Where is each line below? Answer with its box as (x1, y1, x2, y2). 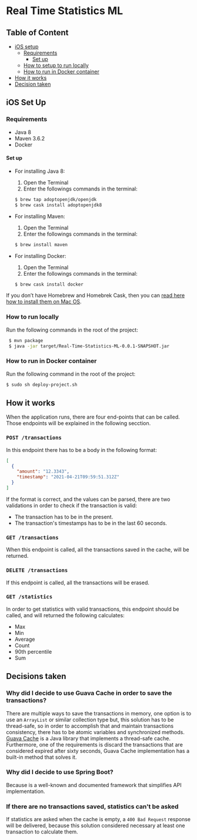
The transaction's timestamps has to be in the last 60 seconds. (14, 519, 168, 527)
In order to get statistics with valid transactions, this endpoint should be (6, 605, 179, 613)
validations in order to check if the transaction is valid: (6, 501, 137, 509)
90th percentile (14, 648, 52, 655)
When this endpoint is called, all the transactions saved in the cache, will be (6, 546, 189, 553)
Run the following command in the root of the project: (6, 370, 136, 377)
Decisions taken (6, 671, 66, 681)
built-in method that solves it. (6, 754, 77, 761)
